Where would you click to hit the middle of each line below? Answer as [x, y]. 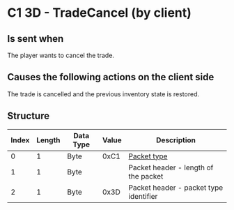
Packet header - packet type [176, 188]
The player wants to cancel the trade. [61, 55]
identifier [143, 196]
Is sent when [36, 39]
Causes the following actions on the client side [111, 77]
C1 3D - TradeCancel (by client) [99, 13]
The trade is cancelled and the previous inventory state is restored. [103, 94]
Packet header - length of [171, 167]
